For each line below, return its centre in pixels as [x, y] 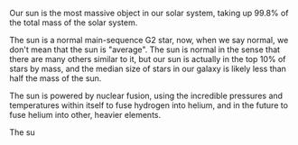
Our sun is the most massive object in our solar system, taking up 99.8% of [149, 13]
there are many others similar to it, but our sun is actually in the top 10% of [148, 59]
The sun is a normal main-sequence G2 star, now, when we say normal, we [149, 40]
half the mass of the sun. [56, 78]
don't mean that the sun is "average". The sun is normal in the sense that [145, 50]
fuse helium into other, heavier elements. [85, 115]
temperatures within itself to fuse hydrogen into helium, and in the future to [149, 105]
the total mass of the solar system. [74, 23]
